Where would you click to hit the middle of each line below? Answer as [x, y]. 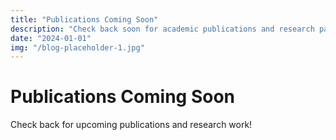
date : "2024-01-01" [51, 38]
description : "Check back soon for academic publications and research [162, 29]
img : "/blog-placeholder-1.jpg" [77, 47]
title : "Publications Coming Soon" [84, 19]
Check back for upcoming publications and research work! [131, 125]
